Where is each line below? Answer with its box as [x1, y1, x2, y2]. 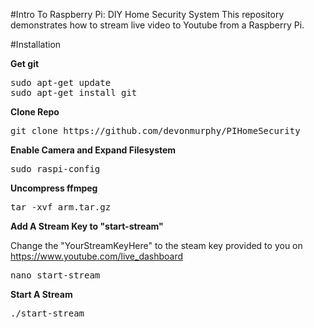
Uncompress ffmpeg [10, 182, 98, 194]
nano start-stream [10, 270, 101, 281]
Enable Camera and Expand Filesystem [10, 144, 177, 156]
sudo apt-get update [10, 77, 112, 88]
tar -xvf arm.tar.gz [10, 202, 112, 213]
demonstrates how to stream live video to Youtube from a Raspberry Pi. [10, 19, 305, 31]
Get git [10, 58, 40, 69]
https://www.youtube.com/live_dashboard [10, 250, 184, 262]
